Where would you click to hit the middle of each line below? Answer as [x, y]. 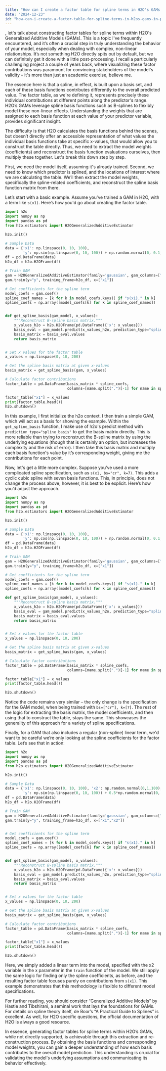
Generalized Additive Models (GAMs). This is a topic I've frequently [74, 38]
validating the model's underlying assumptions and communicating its [76, 1058]
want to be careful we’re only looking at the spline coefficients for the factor [82, 738]
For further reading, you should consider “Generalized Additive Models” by [81, 1001]
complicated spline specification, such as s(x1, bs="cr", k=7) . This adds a [82, 473]
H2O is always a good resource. [38, 1022]
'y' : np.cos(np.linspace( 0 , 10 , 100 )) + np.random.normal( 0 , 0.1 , [93, 539]
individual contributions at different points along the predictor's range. [77, 100]
